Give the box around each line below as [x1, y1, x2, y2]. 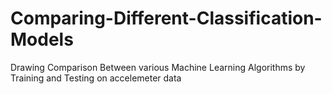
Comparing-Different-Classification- [10, 7, 323, 30]
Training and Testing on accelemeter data [10, 72, 182, 84]
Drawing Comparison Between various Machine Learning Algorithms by [10, 61, 306, 73]
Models [10, 28, 74, 51]
